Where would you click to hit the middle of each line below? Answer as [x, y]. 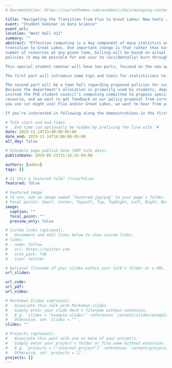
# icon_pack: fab [26, 254]
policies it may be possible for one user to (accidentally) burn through [87, 57]
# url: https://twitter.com [38, 249]
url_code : [16, 282]
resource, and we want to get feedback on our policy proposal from [80, 99]
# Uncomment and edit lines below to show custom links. [70, 235]
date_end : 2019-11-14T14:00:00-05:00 [46, 137]
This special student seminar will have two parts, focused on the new [83, 66]
